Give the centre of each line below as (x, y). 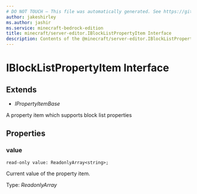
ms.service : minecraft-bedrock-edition (55, 28)
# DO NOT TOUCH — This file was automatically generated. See (84, 11)
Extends (21, 90)
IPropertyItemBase (37, 104)
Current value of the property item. (48, 173)
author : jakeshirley (31, 17)
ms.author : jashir (28, 22)
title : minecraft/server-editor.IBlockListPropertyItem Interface (89, 34)
